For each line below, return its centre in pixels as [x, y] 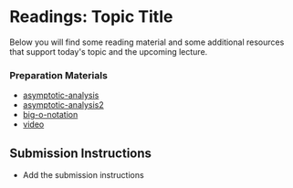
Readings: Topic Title [91, 17]
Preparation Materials [58, 75]
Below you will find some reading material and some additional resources [147, 42]
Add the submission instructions [83, 175]
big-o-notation [50, 115]
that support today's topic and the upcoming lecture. [109, 51]
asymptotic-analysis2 [63, 105]
